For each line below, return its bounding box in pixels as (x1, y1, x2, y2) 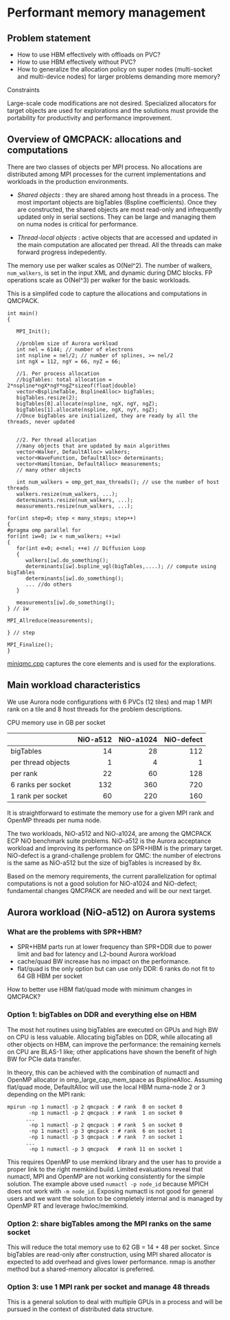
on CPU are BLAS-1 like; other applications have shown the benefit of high (7, 1047, 218, 1056)
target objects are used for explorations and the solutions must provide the (7, 107, 218, 114)
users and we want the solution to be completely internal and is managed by (7, 1194, 223, 1202)
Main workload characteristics (7, 680, 141, 691)
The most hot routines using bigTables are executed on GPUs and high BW (7, 1025, 218, 1034)
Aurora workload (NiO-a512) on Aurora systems (7, 907, 216, 919)
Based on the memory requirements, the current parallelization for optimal (7, 872, 217, 880)
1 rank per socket (10, 790, 67, 800)
